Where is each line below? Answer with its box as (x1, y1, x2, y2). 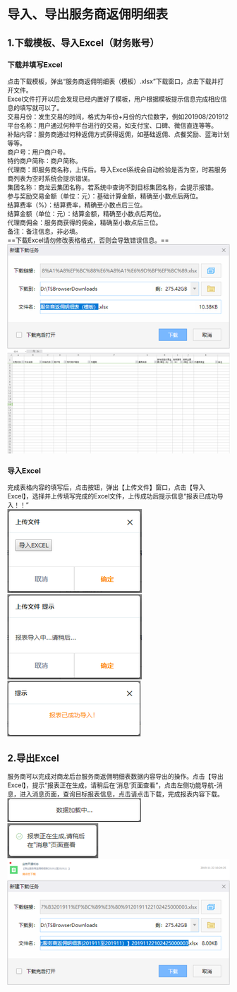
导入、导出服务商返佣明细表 (7, 6, 169, 23)
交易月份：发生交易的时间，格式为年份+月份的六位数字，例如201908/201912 (7, 112, 229, 121)
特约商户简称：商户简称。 (7, 156, 82, 165)
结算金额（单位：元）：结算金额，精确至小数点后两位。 (7, 209, 165, 217)
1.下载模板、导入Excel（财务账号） (7, 37, 160, 49)
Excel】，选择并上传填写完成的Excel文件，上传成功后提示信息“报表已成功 (7, 492, 217, 501)
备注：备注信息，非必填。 (7, 227, 82, 235)
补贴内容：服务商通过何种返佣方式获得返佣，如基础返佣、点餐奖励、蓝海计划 (7, 130, 230, 138)
